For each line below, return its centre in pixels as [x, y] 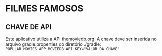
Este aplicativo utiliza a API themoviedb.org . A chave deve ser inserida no [81, 39]
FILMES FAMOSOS [44, 9]
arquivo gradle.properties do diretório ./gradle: [53, 44]
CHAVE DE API [28, 27]
